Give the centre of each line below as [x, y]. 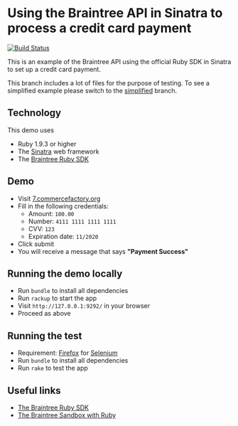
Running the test [45, 336]
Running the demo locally [65, 273]
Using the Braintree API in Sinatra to [115, 13]
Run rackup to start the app [57, 298]
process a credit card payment [99, 28]
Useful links [34, 390]
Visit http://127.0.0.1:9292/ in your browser [84, 306]
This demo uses [31, 130]
